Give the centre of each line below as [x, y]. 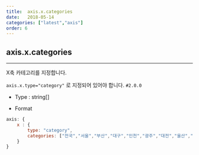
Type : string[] [32, 97]
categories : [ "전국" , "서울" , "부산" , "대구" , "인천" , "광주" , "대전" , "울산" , [109, 136]
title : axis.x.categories [39, 12]
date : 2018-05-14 [30, 17]
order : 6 [17, 28]
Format [23, 109]
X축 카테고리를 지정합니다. [36, 73]
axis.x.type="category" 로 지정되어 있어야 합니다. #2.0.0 [74, 85]
